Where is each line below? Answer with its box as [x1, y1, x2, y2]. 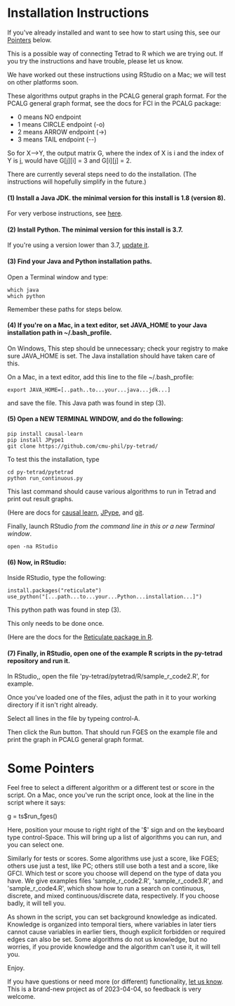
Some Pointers [7, 760, 95, 776]
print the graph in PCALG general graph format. [7, 736, 145, 744]
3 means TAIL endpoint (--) [17, 135, 97, 144]
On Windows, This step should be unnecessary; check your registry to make [7, 344, 229, 353]
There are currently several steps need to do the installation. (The [7, 170, 197, 178]
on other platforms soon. [7, 77, 79, 86]
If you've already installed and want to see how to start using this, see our [7, 28, 221, 37]
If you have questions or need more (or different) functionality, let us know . [7, 977, 224, 986]
